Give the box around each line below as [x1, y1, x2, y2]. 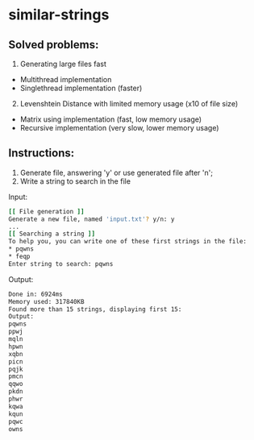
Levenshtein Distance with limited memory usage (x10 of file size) [19, 99, 239, 108]
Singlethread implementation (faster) [19, 83, 143, 93]
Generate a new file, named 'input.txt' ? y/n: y [8, 215, 175, 223]
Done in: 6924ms [8, 290, 63, 298]
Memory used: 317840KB [8, 297, 85, 305]
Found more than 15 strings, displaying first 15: [8, 305, 182, 313]
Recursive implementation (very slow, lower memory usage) [19, 123, 219, 132]
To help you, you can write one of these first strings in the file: [8, 238, 248, 246]
